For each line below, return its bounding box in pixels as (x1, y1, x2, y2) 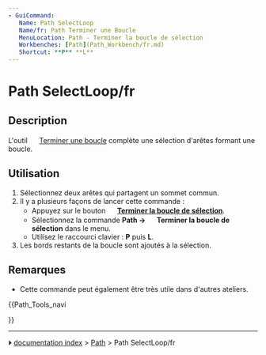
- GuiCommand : (8, 11, 55, 20)
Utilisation (8, 167, 60, 180)
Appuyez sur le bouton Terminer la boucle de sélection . (31, 206, 226, 215)
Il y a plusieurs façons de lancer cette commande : (19, 196, 184, 206)
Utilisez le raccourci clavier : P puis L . (31, 232, 154, 241)
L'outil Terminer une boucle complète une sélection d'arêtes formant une (8, 136, 256, 145)
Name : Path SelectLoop (18, 19, 93, 27)
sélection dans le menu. (31, 223, 111, 233)
